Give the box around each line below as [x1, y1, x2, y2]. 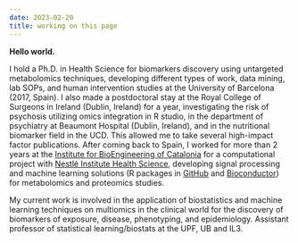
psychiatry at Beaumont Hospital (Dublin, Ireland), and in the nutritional [9, 120, 270, 130]
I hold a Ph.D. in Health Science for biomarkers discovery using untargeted [9, 63, 284, 74]
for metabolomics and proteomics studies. [9, 177, 165, 188]
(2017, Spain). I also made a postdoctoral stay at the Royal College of [9, 91, 261, 103]
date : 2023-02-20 [9, 13, 74, 22]
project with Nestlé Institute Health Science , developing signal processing [9, 158, 281, 169]
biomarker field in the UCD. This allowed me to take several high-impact [9, 130, 274, 140]
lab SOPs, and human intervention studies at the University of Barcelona [9, 82, 275, 93]
